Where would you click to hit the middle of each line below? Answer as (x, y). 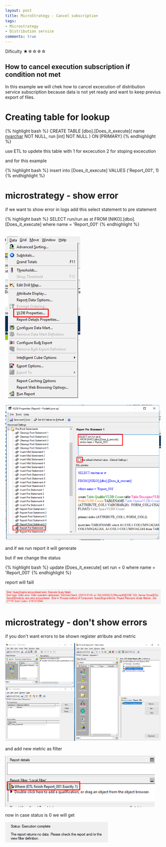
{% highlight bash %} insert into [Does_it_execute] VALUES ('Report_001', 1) (82, 170)
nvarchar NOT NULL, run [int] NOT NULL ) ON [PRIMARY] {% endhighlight (81, 136)
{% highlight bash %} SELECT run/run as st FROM (56, 219)
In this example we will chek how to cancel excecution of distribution (75, 86)
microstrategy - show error (62, 195)
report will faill (20, 582)
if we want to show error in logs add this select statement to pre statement (81, 209)
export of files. (20, 97)
